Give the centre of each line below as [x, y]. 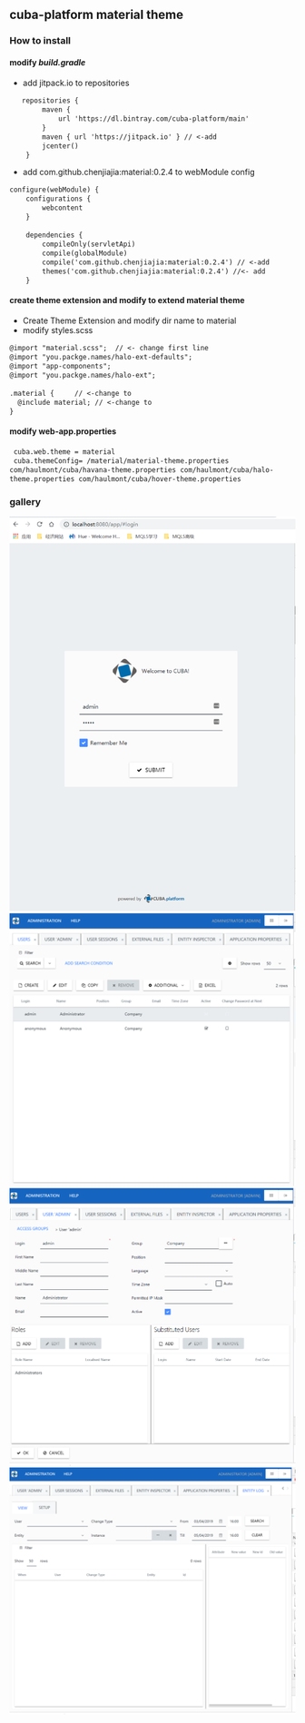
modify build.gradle [48, 62]
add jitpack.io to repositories [76, 83]
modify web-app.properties [63, 431]
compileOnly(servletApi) [89, 244]
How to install [40, 41]
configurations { [59, 199]
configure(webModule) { [54, 190]
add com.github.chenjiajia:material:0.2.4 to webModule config [138, 172]
